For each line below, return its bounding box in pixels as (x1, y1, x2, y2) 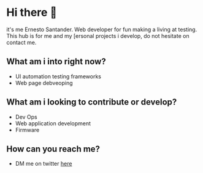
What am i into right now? (6, 56, 106, 67)
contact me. (6, 39, 37, 46)
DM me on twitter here (15, 160, 72, 167)
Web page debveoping (15, 79, 73, 86)
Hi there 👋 (6, 6, 57, 20)
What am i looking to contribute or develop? (6, 97, 177, 108)
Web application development (15, 119, 91, 127)
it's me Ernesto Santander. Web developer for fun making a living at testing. (6, 26, 197, 33)
